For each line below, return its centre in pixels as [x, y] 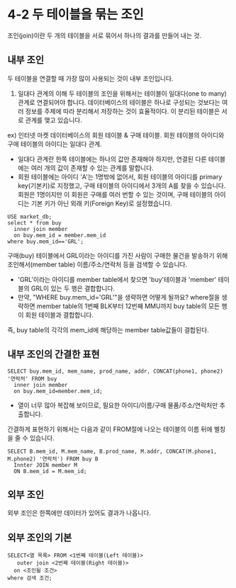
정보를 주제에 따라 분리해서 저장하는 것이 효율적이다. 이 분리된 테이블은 [123, 111]
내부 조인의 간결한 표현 [54, 355]
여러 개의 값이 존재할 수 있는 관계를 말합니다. [92, 168]
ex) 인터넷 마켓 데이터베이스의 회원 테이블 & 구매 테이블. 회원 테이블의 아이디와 [116, 135]
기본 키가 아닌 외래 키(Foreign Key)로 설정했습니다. [101, 203]
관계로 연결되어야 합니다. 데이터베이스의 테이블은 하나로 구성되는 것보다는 [119, 102]
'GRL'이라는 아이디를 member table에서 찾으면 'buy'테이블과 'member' [117, 279]
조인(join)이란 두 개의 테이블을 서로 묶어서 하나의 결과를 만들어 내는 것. [105, 35]
